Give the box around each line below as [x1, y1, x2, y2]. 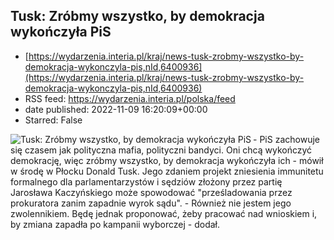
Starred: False [24, 114, 83, 126]
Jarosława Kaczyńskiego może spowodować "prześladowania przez [10, 186, 293, 198]
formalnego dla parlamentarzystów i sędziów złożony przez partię [10, 175, 283, 188]
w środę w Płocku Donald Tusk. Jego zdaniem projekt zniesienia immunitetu [10, 165, 324, 177]
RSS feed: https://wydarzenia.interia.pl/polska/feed [24, 92, 236, 104]
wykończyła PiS [10, 24, 112, 41]
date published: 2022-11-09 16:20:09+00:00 [24, 103, 208, 115]
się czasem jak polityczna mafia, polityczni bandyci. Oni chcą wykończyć [10, 144, 313, 156]
